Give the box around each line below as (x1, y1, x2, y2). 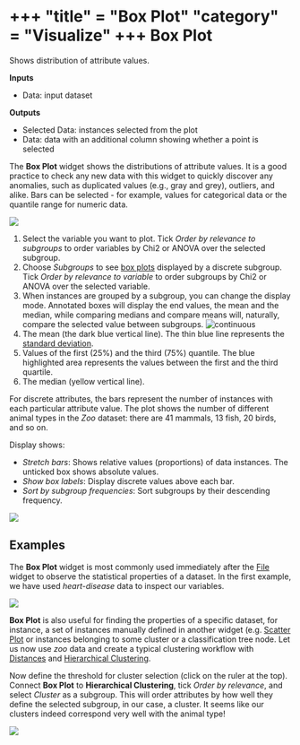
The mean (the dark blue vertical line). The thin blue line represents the (21, 328, 285, 339)
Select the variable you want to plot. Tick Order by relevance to (21, 233, 256, 244)
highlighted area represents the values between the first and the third (21, 357, 279, 368)
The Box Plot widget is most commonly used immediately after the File (9, 561, 270, 572)
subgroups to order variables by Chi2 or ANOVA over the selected (21, 242, 266, 253)
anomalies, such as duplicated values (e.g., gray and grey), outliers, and (9, 179, 275, 190)
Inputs (9, 72, 34, 82)
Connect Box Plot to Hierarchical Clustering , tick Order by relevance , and (9, 680, 284, 690)
